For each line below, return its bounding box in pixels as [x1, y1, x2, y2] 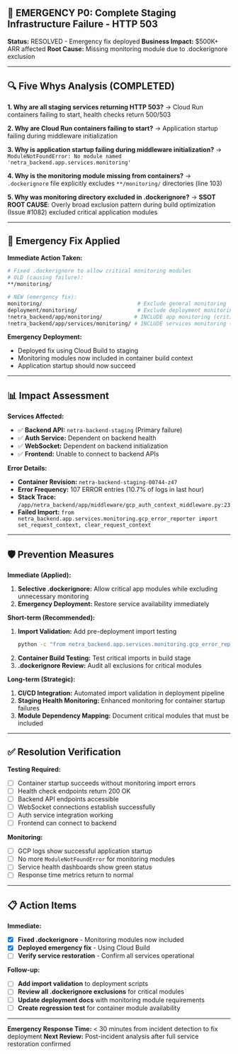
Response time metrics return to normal [17, 871, 134, 879]
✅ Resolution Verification [7, 746, 122, 758]
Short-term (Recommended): [7, 613, 96, 622]
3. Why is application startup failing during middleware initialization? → [7, 145, 222, 153]
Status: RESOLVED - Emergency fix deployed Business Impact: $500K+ [7, 37, 219, 45]
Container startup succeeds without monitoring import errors [17, 779, 196, 787]
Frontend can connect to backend [17, 819, 117, 828]
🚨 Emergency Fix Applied [7, 235, 120, 247]
